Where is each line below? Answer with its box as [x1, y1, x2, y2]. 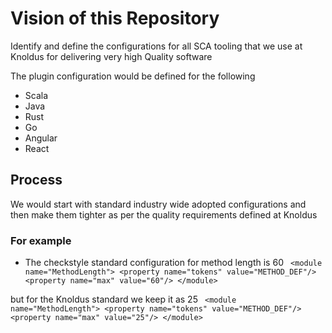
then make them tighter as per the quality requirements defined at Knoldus [10, 208, 318, 221]
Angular [24, 132, 58, 144]
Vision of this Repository [10, 7, 220, 30]
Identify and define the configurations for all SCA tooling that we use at [10, 40, 303, 52]
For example [10, 233, 72, 247]
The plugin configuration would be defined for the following [10, 70, 256, 82]
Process [10, 172, 63, 189]
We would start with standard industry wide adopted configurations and [10, 198, 307, 210]
